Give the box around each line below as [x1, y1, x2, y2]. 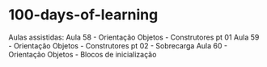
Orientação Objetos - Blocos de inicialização [8, 49, 157, 59]
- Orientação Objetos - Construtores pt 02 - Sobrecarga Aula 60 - [8, 40, 228, 50]
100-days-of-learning [8, 6, 159, 24]
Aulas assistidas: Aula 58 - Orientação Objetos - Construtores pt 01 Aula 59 [8, 32, 260, 42]
